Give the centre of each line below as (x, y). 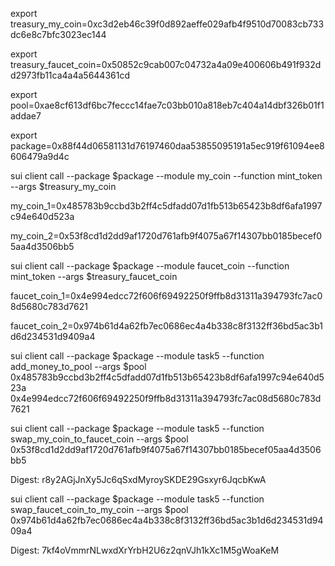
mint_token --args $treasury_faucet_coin (94, 276)
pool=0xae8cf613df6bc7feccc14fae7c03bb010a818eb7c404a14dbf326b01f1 (167, 105)
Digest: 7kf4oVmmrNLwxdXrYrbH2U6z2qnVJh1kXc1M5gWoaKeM (145, 550)
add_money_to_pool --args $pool (78, 366)
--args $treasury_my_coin (63, 186)
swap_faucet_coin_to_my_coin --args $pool (99, 509)
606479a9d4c (40, 156)
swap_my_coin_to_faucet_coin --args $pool (99, 439)
